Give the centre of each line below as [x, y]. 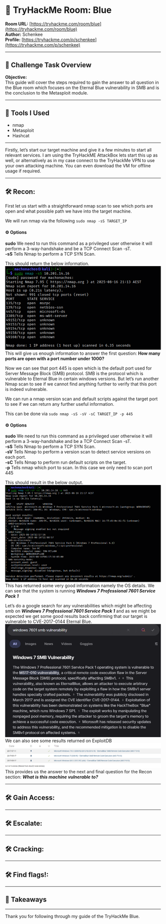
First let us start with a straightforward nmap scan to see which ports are [79, 206]
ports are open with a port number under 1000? [55, 358]
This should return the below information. [47, 263]
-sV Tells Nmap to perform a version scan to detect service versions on [78, 452]
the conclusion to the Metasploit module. [47, 93]
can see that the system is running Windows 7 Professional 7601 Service [80, 591]
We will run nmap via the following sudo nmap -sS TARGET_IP [66, 221]
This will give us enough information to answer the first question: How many [83, 353]
